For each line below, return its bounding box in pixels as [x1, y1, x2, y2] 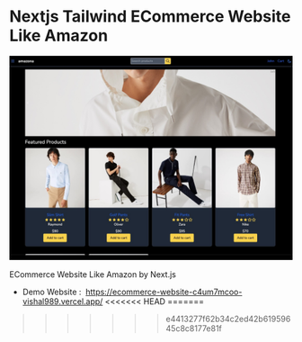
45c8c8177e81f [165, 323, 223, 334]
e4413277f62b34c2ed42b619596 [165, 313, 291, 325]
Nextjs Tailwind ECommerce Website [9, 6, 291, 27]
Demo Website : [22, 286, 82, 298]
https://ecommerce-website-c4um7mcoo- [84, 286, 243, 298]
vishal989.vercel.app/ [22, 296, 103, 307]
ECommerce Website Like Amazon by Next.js [9, 269, 177, 280]
